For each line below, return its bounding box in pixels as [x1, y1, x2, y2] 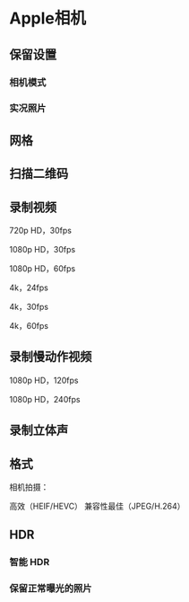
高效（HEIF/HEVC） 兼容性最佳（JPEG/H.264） [9, 500, 185, 512]
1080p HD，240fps [9, 394, 81, 404]
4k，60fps [9, 321, 49, 332]
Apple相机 [9, 8, 87, 29]
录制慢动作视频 [9, 350, 92, 365]
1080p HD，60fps [9, 263, 76, 274]
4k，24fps [9, 282, 49, 293]
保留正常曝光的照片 [9, 582, 92, 595]
